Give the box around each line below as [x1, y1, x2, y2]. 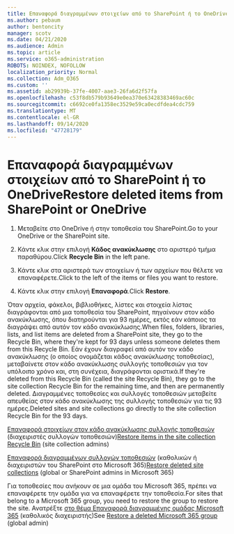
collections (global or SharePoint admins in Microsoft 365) [7, 468, 174, 477]
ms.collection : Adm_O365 [7, 75, 79, 82]
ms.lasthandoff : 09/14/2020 [7, 120, 89, 128]
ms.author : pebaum [7, 17, 61, 24]
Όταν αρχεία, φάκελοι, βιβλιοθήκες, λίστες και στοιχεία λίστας [7, 300, 193, 309]
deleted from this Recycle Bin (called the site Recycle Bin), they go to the [7, 374, 216, 383]
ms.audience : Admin [7, 43, 64, 49]
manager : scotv [7, 29, 52, 37]
